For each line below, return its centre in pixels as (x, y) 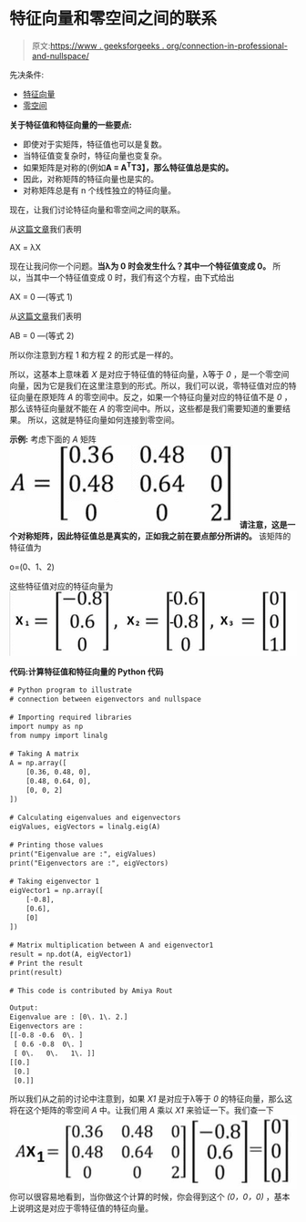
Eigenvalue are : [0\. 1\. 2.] (69, 1017)
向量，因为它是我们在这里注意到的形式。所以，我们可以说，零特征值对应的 (149, 385)
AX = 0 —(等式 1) (41, 296)
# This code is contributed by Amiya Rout (91, 991)
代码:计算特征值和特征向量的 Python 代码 (87, 672)
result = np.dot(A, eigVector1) (71, 955)
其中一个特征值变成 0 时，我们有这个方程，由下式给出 (134, 277)
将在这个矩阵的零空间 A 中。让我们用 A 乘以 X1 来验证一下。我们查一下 (142, 1110)
